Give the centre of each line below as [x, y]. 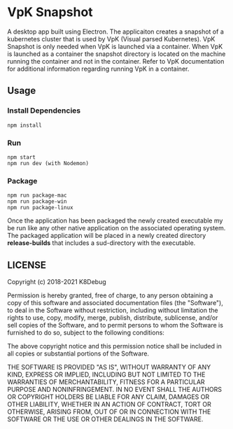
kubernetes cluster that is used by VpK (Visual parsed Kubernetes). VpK [111, 38]
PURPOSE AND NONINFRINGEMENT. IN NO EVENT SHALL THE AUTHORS [115, 390]
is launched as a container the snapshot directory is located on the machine [116, 54]
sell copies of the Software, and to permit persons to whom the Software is [115, 325]
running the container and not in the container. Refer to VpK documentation [116, 61]
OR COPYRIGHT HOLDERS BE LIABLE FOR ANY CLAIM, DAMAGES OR [108, 397]
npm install [24, 125]
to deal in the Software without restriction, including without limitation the [113, 310]
